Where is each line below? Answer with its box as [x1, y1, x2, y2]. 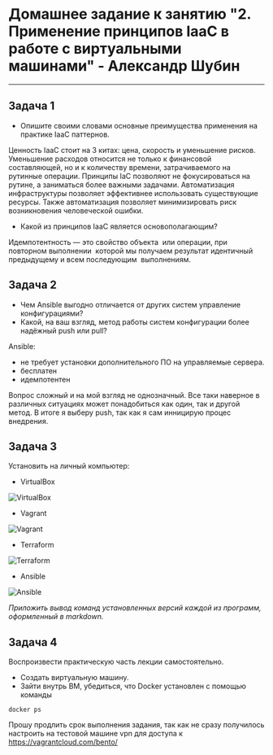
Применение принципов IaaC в [8, 22, 230, 41]
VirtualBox [19, 477, 55, 487]
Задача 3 [8, 439, 58, 453]
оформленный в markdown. [8, 612, 104, 622]
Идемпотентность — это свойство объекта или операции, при [8, 237, 227, 247]
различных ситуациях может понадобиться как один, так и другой [8, 399, 240, 408]
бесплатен [19, 365, 58, 375]
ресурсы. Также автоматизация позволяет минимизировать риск [8, 197, 237, 207]
